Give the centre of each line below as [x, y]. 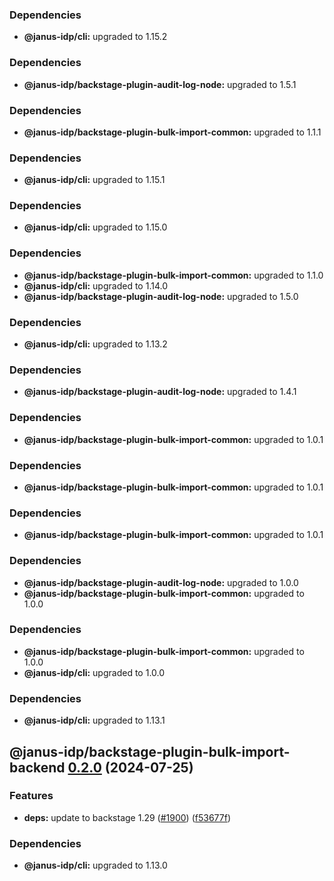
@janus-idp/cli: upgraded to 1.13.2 [95, 344]
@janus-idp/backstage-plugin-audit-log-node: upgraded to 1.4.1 [160, 392]
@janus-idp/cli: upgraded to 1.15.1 [94, 180]
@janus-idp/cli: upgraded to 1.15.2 [95, 37]
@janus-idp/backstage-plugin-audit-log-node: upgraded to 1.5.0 [161, 296]
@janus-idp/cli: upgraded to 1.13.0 [95, 865]
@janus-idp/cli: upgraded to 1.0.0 [94, 672]
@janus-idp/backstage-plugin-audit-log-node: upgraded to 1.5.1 [160, 84]
